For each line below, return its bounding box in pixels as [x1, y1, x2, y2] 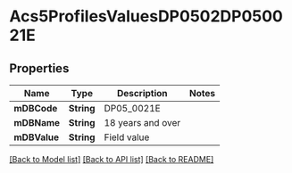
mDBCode [13, 103, 58, 114]
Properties [9, 61, 70, 76]
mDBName [13, 117, 61, 128]
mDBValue [13, 131, 60, 144]
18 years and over [104, 117, 181, 128]
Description [116, 87, 168, 99]
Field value [104, 131, 150, 144]
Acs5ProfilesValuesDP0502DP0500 [9, 6, 283, 27]
